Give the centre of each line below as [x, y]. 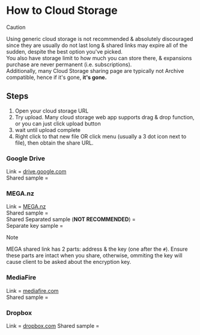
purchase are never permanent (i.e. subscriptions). [69, 64]
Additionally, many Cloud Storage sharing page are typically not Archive [95, 70]
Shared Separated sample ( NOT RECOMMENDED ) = [71, 219]
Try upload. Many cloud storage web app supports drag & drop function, [105, 117]
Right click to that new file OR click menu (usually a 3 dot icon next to [101, 136]
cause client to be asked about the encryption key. [69, 262]
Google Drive [26, 158]
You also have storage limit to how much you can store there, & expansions [99, 58]
